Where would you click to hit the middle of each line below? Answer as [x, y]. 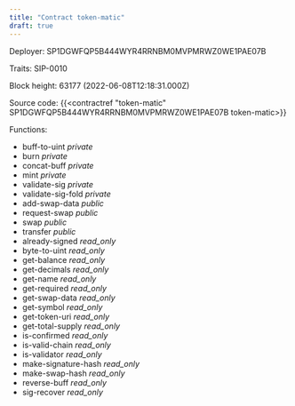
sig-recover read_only [63, 392]
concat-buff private [58, 165]
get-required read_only [64, 288]
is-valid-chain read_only [66, 345]
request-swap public [60, 212]
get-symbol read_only [62, 306]
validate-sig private [58, 184]
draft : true [31, 26]
